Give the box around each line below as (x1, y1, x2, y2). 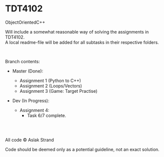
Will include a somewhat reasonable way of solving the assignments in (5, 29, 149, 35)
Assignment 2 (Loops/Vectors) (19, 82, 82, 89)
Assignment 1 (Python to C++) (19, 78, 82, 83)
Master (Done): (12, 68, 43, 74)
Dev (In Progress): (12, 97, 49, 104)
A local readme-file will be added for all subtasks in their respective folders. (5, 39, 159, 45)
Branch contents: (5, 58, 41, 64)
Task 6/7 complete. (27, 112, 67, 118)
